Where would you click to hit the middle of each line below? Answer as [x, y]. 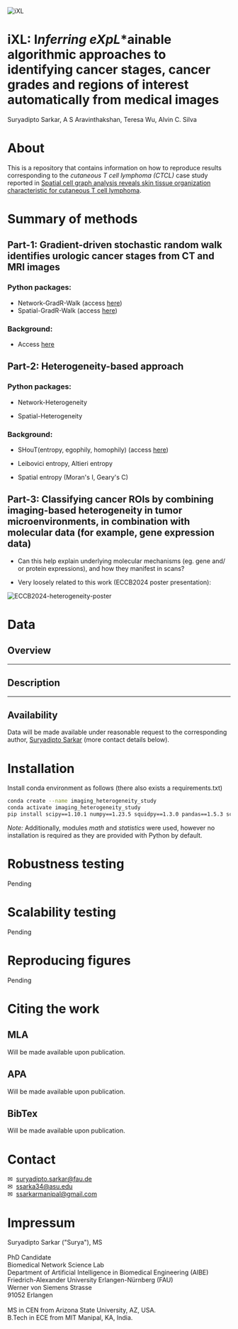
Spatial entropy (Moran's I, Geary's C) [73, 477]
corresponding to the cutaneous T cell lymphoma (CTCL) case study [108, 175]
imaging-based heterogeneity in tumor [95, 511]
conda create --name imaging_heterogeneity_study [82, 801]
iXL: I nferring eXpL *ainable [90, 40]
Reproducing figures [69, 961]
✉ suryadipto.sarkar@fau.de [50, 1179]
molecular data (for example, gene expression [111, 533]
